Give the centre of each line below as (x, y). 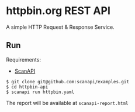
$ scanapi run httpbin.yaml (40, 92)
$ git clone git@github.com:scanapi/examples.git (68, 82)
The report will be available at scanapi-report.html (67, 103)
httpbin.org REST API (58, 11)
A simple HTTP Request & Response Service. (60, 27)
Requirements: (23, 59)
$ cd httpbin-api (27, 87)
